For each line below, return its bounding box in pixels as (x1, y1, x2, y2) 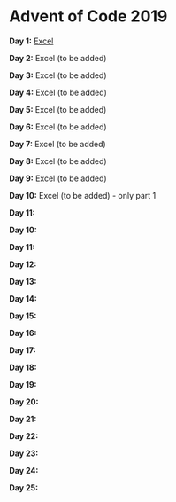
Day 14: (9, 293, 37, 303)
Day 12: (9, 259, 37, 270)
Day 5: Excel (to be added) (9, 104, 107, 114)
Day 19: (9, 379, 37, 389)
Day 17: (9, 344, 37, 356)
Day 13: (9, 276, 37, 286)
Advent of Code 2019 (9, 6, 168, 27)
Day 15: (9, 310, 37, 321)
